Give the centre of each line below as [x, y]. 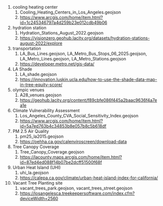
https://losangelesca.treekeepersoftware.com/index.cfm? [77, 193]
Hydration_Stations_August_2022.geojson [62, 33]
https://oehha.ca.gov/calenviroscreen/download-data [73, 141]
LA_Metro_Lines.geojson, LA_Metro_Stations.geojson [73, 59]
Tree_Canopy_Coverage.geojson [52, 152]
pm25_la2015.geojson [41, 136]
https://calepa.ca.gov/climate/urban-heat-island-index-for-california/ [89, 178]
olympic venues [28, 90]
